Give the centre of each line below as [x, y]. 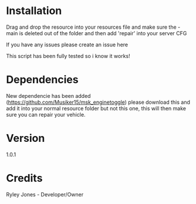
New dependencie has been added [48, 96]
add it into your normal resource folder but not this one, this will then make [96, 108]
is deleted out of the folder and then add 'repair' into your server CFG [103, 33]
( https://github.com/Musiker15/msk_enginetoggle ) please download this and [98, 102]
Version [26, 138]
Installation [34, 11]
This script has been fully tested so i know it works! [68, 56]
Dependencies [42, 80]
